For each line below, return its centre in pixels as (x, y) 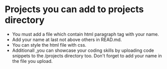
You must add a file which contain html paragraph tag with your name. (86, 34)
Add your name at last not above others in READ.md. (67, 40)
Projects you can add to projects (74, 9)
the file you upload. (32, 61)
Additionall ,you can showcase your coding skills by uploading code (83, 50)
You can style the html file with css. (49, 45)
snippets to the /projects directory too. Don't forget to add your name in (87, 56)
